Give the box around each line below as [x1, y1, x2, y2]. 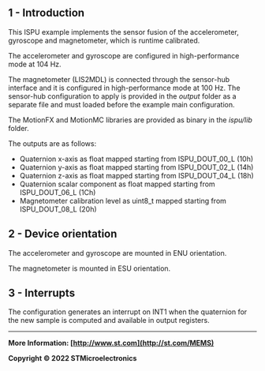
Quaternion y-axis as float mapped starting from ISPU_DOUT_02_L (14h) [19, 162, 254, 172]
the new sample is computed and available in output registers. [8, 316, 211, 325]
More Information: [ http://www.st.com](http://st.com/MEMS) [8, 339, 215, 348]
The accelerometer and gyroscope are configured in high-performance [8, 51, 240, 60]
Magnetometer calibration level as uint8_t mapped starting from [19, 196, 227, 205]
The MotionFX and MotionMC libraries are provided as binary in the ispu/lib [8, 114, 252, 125]
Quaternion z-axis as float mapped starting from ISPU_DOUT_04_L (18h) [19, 171, 254, 180]
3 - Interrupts [8, 287, 76, 300]
